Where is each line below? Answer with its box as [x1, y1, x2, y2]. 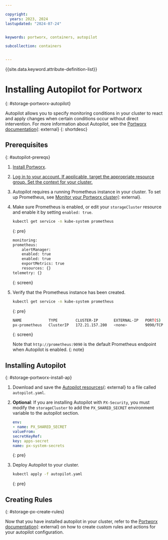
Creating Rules [5, 495, 53, 504]
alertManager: [22, 247, 51, 252]
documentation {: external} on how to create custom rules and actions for [5, 524, 156, 530]
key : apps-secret [12, 438, 49, 443]
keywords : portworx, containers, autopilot [5, 35, 98, 40]
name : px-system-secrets [12, 443, 65, 448]
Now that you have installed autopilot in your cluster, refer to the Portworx [5, 518, 158, 524]
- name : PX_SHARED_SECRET [12, 424, 67, 430]
